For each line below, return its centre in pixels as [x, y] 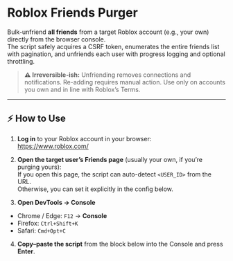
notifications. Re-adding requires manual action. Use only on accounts [124, 82]
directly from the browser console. [57, 39]
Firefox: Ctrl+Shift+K [48, 223]
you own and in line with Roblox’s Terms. [82, 89]
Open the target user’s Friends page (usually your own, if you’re [110, 159]
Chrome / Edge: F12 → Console [62, 215]
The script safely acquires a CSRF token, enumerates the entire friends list [113, 46]
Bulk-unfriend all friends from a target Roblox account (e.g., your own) [108, 32]
